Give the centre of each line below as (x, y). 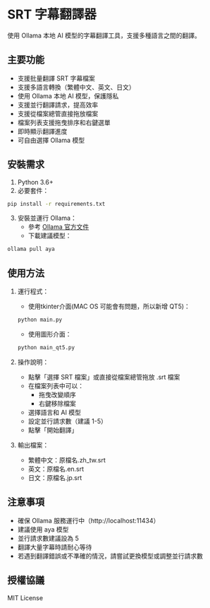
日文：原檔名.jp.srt (55, 477)
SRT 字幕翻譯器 (52, 14)
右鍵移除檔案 (57, 403)
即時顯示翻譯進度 (42, 131)
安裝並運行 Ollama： (47, 218)
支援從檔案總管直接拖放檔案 (58, 113)
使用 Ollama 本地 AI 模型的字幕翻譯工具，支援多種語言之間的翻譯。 (104, 35)
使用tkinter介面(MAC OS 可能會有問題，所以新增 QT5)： (109, 306)
